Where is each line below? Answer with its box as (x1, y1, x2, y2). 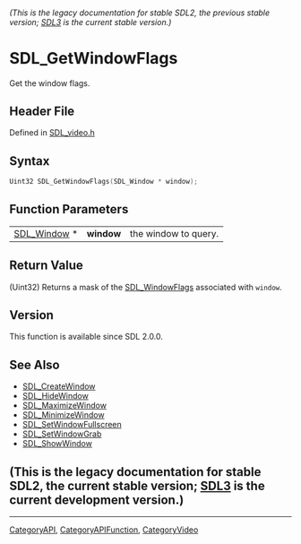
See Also (9, 357, 60, 372)
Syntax (9, 153, 50, 168)
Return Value (9, 258, 83, 273)
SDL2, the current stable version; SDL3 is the (9, 478, 266, 493)
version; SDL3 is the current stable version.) (9, 16, 172, 27)
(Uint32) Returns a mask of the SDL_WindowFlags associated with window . (9, 281, 282, 292)
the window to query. (129, 227, 219, 239)
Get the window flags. (9, 77, 90, 89)
